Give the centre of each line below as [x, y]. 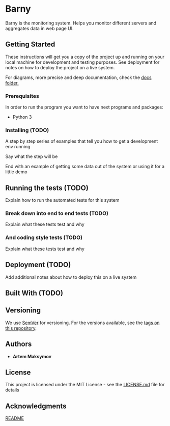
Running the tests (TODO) [47, 188]
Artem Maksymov [32, 356]
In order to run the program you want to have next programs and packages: [84, 107]
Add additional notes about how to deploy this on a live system [71, 277]
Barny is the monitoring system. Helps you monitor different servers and [81, 23]
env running [18, 147]
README [15, 418]
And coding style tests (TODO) [44, 237]
